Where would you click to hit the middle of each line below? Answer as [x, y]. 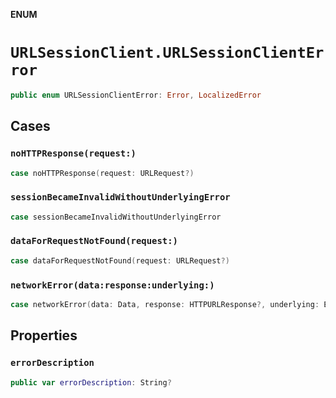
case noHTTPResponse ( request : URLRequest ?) [102, 173]
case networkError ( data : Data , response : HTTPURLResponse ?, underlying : [165, 305]
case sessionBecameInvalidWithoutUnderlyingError [116, 217]
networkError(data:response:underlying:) [112, 285]
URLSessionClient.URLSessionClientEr [167, 53]
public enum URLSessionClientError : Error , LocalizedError [136, 95]
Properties [44, 335]
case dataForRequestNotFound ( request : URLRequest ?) [120, 260]
